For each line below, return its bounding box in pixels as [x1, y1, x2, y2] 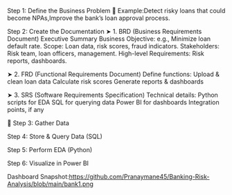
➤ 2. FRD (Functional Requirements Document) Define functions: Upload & [7, 70, 220, 78]
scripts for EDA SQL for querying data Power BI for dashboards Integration [7, 98, 220, 106]
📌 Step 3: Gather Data [7, 119, 69, 127]
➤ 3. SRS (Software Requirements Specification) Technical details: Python [7, 91, 218, 99]
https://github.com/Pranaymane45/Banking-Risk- [69, 173, 210, 180]
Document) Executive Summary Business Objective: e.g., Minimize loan [7, 35, 211, 43]
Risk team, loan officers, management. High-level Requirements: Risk [7, 49, 204, 57]
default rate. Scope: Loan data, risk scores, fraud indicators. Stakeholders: [7, 42, 220, 50]
